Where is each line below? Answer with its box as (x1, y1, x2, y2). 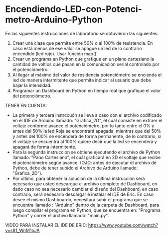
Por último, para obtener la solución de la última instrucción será (12, 175, 145, 181)
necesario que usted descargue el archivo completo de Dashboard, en (12, 180, 158, 187)
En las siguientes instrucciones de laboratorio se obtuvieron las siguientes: (5, 30, 159, 36)
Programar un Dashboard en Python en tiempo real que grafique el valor (12, 87, 161, 93)
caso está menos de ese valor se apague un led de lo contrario (12, 45, 142, 51)
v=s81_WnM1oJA (5, 227, 40, 233)
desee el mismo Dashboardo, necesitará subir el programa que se (12, 196, 148, 202)
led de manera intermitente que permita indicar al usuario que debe (12, 77, 151, 83)
